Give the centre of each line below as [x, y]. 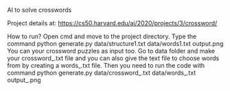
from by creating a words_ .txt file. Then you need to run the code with [106, 65]
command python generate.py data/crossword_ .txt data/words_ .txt [102, 73]
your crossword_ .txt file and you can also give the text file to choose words [113, 58]
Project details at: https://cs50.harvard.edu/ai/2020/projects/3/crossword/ [112, 23]
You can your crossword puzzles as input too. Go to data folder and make [111, 51]
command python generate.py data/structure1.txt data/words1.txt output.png [115, 43]
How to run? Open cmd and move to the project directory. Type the [102, 36]
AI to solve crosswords [39, 10]
